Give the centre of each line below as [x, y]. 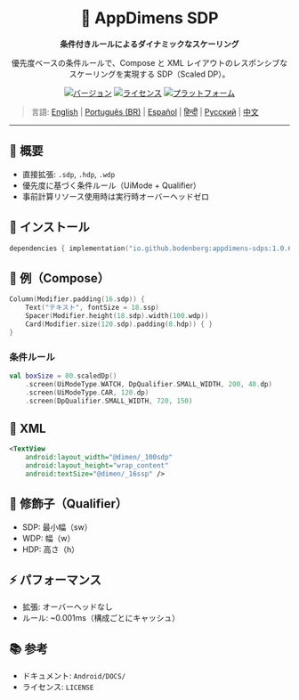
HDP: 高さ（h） [51, 549]
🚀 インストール [50, 228]
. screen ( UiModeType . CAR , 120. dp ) [87, 392]
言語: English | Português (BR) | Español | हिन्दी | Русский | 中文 [145, 111]
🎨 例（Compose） [59, 278]
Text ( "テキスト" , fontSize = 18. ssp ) [93, 308]
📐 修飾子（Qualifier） [68, 504]
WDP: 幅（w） [48, 538]
